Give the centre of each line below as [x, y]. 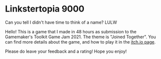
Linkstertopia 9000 [45, 9]
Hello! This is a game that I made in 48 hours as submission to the [71, 31]
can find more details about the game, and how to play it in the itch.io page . [80, 42]
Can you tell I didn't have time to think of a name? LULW [61, 22]
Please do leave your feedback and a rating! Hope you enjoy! [66, 51]
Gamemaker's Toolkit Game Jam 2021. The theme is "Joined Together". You [80, 37]
